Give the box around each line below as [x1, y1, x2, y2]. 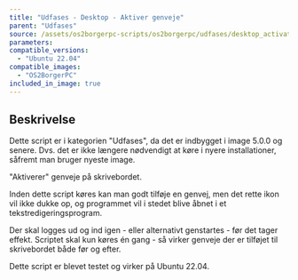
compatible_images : [9, 63, 82, 72]
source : [9, 29, 38, 38]
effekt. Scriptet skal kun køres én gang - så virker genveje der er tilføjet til [9, 235, 278, 245]
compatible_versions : [9, 46, 90, 55]
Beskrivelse [9, 112, 76, 127]
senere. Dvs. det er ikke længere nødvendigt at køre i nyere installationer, [9, 145, 277, 156]
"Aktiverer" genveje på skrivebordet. [9, 172, 142, 182]
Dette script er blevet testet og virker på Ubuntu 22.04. [9, 261, 210, 272]
